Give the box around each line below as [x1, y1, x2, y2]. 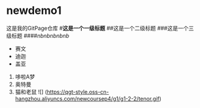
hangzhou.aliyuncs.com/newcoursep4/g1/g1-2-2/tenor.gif [15, 95, 159, 102]
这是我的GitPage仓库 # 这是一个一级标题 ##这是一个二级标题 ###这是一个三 [6, 24, 194, 32]
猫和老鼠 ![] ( [15, 88, 47, 95]
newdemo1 [6, 4, 62, 18]
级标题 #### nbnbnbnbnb [6, 32, 70, 39]
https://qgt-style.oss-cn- [47, 88, 109, 95]
